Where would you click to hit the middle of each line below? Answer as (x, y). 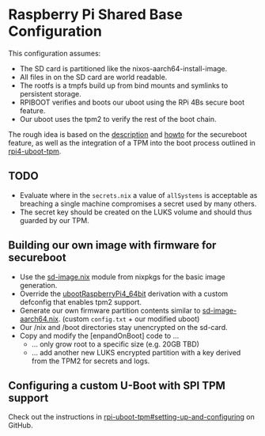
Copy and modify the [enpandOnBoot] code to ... (99, 336)
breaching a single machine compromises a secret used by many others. (138, 203)
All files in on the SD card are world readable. (93, 77)
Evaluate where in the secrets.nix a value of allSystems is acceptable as (138, 195)
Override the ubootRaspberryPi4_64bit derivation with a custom (124, 294)
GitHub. (21, 426)
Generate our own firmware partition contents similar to (110, 310)
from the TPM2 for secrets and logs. (91, 361)
